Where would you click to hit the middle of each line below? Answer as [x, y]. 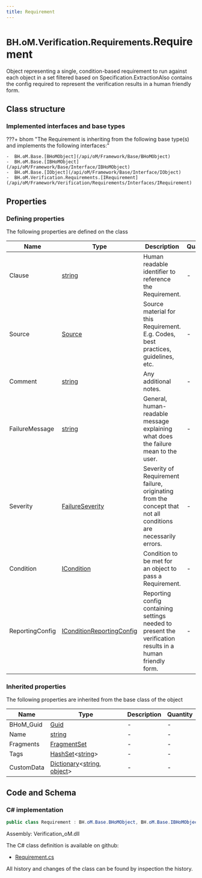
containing [158, 608]
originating [158, 491]
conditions [158, 521]
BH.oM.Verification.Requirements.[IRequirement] [76, 178]
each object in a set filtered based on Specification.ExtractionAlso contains [99, 77]
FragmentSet [69, 744]
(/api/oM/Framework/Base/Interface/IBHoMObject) [68, 167]
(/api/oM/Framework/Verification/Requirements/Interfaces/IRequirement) [99, 183]
